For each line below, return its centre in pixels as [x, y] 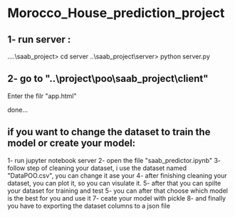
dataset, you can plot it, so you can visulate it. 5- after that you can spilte [114, 183]
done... [18, 110]
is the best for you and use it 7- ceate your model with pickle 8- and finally [117, 198]
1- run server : [39, 39]
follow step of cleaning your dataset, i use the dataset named [97, 168]
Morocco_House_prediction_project [116, 13]
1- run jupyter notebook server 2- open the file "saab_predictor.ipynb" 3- [114, 160]
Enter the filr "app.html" [42, 96]
